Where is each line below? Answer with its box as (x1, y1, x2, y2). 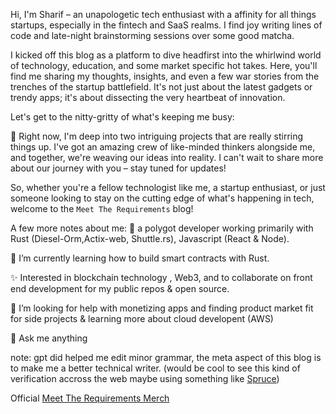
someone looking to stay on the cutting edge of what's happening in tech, (10, 192, 315, 204)
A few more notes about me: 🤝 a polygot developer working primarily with (10, 222, 314, 234)
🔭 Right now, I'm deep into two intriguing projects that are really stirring (10, 130, 304, 142)
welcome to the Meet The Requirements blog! (10, 203, 194, 214)
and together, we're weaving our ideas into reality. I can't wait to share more (10, 152, 324, 163)
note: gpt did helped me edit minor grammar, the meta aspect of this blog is (10, 352, 322, 363)
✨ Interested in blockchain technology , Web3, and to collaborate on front (10, 272, 313, 283)
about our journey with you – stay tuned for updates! (10, 162, 227, 174)
